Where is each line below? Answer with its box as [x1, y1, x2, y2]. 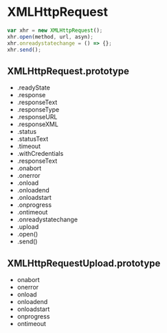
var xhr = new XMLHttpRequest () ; [7, 27, 103, 34]
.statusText [16, 135, 49, 143]
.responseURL [16, 113, 58, 121]
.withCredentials [16, 150, 64, 158]
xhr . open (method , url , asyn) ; [7, 33, 94, 40]
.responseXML [16, 120, 58, 128]
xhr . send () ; [7, 46, 41, 53]
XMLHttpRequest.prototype [7, 65, 129, 77]
